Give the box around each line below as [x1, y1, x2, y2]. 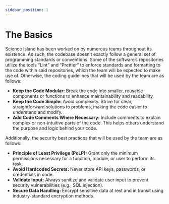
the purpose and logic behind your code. [12, 125, 97, 131]
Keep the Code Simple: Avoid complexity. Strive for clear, [12, 98, 133, 104]
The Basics [5, 29, 53, 40]
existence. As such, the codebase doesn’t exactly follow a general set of [5, 51, 156, 57]
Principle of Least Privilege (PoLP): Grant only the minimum [12, 150, 138, 156]
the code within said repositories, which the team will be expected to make [5, 67, 160, 73]
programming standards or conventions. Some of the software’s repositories [5, 56, 164, 62]
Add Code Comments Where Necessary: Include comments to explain [12, 114, 161, 120]
